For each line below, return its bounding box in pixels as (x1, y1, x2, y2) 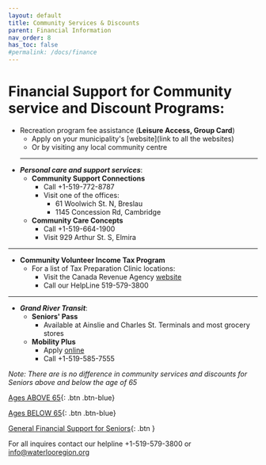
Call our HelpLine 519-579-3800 (43, 280, 149, 290)
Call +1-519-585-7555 (43, 353, 115, 363)
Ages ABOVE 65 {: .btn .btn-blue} (8, 393, 116, 402)
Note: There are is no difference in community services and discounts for (8, 369, 248, 379)
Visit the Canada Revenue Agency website (43, 272, 182, 281)
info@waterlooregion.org (8, 447, 89, 456)
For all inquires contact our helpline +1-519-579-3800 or (8, 439, 192, 448)
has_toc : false (8, 41, 59, 49)
